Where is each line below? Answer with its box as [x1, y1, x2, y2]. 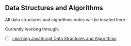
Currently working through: [5, 26, 59, 32]
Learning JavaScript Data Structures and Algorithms [12, 35, 116, 41]
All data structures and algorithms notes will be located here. [5, 16, 127, 22]
